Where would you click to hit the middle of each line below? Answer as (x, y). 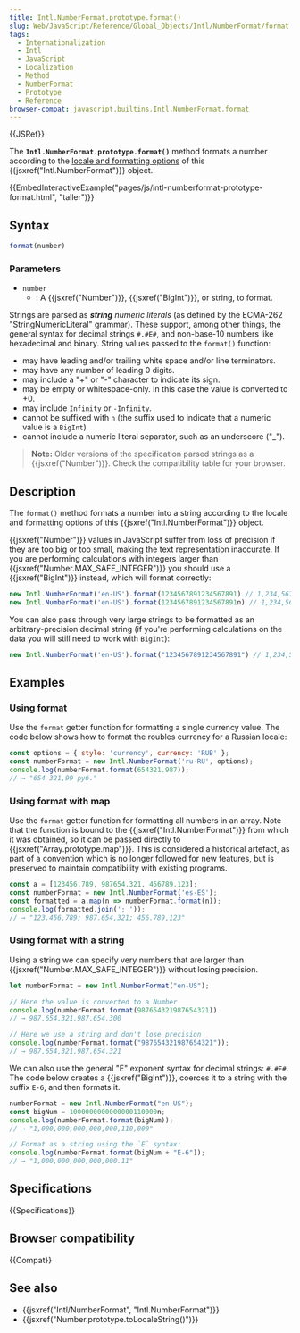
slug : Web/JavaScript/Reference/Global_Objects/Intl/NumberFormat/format (150, 26)
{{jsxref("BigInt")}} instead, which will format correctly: (110, 578)
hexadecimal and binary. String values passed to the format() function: (140, 344)
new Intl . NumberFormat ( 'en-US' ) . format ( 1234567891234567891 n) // (133, 602)
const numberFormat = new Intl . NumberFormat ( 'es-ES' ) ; (113, 893)
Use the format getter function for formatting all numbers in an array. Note (146, 821)
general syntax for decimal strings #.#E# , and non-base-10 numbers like (142, 334)
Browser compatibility (72, 1239)
